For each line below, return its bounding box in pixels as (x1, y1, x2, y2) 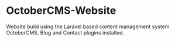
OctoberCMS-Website (6, 4, 116, 17)
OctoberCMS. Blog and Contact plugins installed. (6, 29, 125, 36)
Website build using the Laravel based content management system (6, 23, 170, 30)
